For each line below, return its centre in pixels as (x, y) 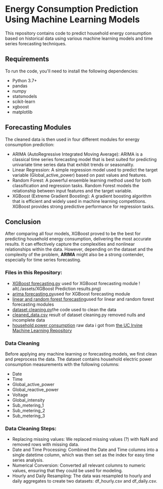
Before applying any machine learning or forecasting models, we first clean (81, 354)
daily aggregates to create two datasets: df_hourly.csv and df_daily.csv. (85, 481)
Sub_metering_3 (28, 416)
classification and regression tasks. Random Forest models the (76, 185)
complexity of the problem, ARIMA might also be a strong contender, (75, 255)
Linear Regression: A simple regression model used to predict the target (85, 170)
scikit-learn (24, 101)
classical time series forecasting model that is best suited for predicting (84, 159)
